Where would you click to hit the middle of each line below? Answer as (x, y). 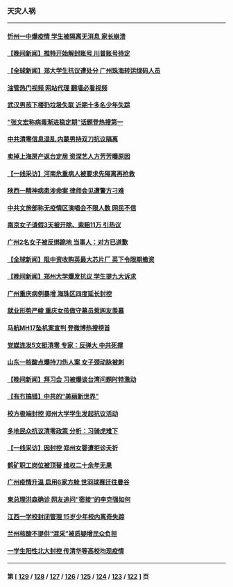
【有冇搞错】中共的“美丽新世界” (53, 396)
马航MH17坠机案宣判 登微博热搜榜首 (59, 328)
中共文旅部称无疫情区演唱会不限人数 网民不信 (72, 208)
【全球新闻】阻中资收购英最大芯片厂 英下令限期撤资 (81, 259)
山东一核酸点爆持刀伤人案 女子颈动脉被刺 (66, 362)
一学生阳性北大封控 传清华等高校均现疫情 (66, 551)
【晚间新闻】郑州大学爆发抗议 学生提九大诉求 (72, 277)
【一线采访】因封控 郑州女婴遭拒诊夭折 (63, 448)
